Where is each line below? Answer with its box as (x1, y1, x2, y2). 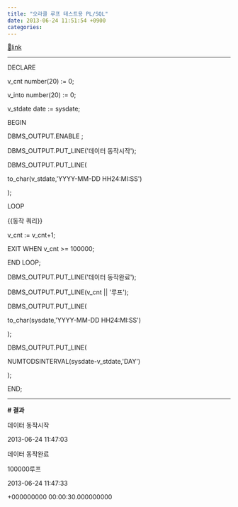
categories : (7, 23, 42, 30)
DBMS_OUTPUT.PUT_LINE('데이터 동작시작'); (7, 147, 137, 155)
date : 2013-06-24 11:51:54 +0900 (7, 17, 106, 24)
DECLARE (7, 63, 36, 72)
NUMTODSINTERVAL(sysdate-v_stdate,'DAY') (7, 357, 141, 366)
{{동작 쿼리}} (7, 217, 43, 225)
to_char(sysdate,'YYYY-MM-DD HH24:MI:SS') (7, 316, 142, 325)
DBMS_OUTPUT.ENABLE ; (7, 132, 84, 140)
